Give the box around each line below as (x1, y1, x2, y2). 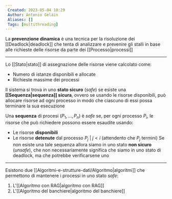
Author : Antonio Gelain (7, 12, 58, 17)
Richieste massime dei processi (12, 77, 80, 83)
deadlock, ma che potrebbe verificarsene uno (12, 152, 110, 159)
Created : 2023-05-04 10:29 (7, 7, 66, 13)
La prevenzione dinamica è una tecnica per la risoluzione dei (5, 36, 135, 42)
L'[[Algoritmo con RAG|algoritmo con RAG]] (12, 182, 104, 188)
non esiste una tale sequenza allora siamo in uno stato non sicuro (12, 141, 152, 147)
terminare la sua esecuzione (5, 103, 65, 109)
